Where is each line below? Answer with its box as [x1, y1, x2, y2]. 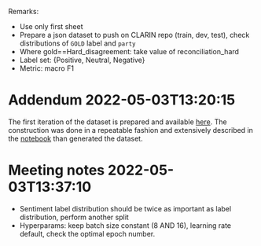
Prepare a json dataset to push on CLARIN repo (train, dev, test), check [19, 31, 250, 39]
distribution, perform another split [19, 212, 130, 222]
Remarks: [8, 7, 39, 16]
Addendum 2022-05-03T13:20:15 [8, 91, 236, 109]
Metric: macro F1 [19, 64, 75, 73]
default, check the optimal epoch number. [19, 229, 156, 238]
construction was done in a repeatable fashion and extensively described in [8, 125, 254, 134]
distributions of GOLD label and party [19, 39, 136, 48]
